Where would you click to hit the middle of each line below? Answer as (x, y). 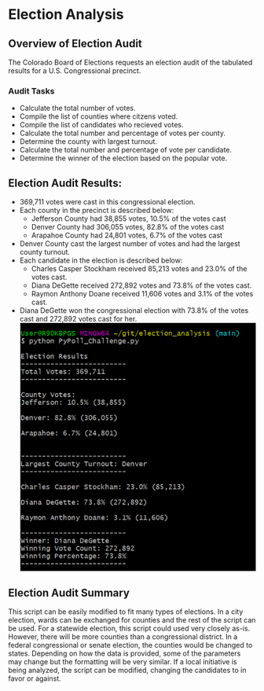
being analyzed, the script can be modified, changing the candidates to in (127, 671)
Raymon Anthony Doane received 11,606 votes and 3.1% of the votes (142, 294)
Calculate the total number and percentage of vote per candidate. (126, 150)
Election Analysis (66, 15)
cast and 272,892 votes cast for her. (78, 319)
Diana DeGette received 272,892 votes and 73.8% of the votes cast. (141, 285)
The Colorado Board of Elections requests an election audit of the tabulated (130, 62)
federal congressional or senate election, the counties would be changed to (130, 645)
